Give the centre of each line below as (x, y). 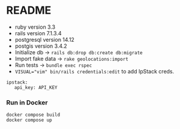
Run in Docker (27, 102)
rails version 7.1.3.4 (38, 33)
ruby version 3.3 (35, 27)
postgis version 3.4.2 (41, 46)
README (29, 10)
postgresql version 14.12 (45, 39)
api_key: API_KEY (36, 87)
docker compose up (29, 120)
